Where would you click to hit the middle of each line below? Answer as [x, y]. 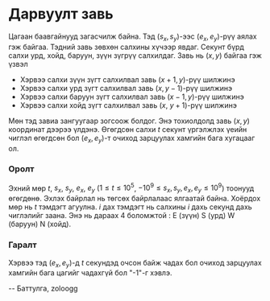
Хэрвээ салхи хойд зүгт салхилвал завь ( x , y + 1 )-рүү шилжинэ [129, 105]
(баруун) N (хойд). [39, 224]
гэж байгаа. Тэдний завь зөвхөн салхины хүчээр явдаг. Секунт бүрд [126, 47]
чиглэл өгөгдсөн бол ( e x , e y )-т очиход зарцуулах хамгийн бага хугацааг [132, 139]
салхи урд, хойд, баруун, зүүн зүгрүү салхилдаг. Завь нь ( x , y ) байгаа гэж [135, 55]
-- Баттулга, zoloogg [43, 289]
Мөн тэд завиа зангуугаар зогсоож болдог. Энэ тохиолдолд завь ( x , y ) [129, 121]
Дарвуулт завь [61, 14]
